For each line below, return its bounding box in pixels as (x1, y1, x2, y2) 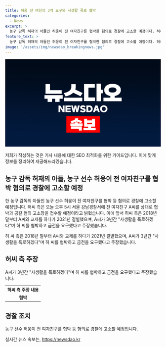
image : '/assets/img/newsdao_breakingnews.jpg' (5, 45, 105, 50)
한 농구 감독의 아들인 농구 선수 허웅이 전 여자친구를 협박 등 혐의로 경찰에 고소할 (5, 198, 157, 204)
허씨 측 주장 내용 (7, 287, 39, 293)
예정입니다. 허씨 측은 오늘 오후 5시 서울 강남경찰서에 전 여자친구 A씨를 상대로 (5, 204, 153, 210)
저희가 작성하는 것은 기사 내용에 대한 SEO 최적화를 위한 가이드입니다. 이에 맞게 (5, 152, 156, 158)
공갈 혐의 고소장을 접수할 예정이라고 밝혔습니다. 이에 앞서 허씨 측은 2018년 (14, 210, 157, 216)
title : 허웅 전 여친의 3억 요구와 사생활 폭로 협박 (5, 8, 96, 13)
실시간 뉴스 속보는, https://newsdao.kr (5, 337, 81, 343)
